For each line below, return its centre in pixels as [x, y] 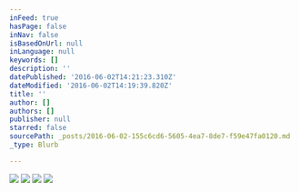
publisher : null [40, 119]
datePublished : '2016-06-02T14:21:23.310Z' [93, 77]
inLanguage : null [42, 52]
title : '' [28, 94]
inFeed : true [34, 18]
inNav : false [34, 35]
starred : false [38, 128]
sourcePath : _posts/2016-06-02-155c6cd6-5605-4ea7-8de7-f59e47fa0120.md [150, 136]
